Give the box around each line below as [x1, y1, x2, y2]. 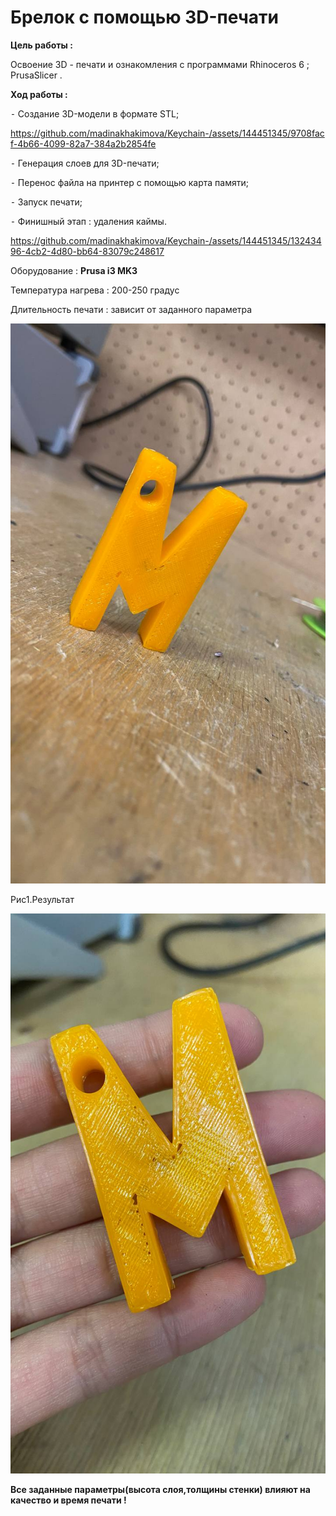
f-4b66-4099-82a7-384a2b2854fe [10, 137, 157, 150]
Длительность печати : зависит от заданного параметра [10, 303, 253, 315]
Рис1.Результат [10, 893, 75, 905]
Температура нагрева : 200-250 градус [10, 284, 180, 296]
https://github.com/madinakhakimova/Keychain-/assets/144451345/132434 [10, 234, 322, 246]
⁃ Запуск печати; [10, 196, 83, 208]
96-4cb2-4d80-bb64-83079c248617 [10, 245, 165, 257]
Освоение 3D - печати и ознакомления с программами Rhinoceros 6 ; [10, 58, 310, 70]
